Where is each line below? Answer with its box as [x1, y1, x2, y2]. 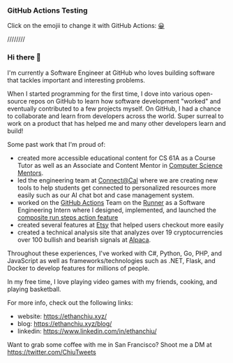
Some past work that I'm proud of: [7, 140, 106, 148]
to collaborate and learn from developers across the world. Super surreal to [7, 111, 225, 120]
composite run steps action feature [17, 213, 119, 222]
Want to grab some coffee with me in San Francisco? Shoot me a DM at [7, 340, 212, 348]
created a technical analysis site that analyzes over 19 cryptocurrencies [17, 228, 223, 236]
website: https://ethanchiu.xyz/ [17, 312, 107, 320]
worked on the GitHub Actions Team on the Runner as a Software [17, 198, 206, 206]
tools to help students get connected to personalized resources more [17, 183, 216, 192]
